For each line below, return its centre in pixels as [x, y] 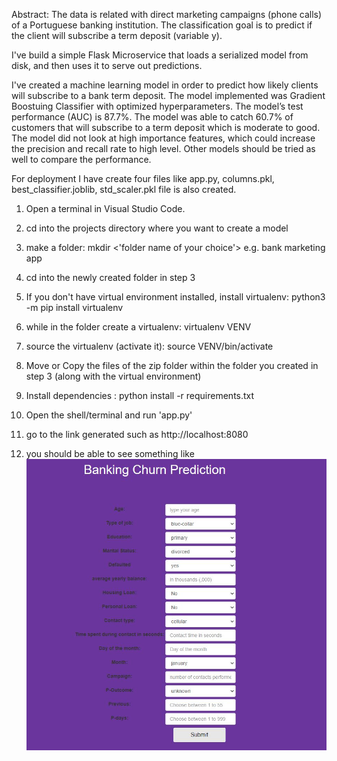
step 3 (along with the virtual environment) [113, 376]
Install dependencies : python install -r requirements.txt [140, 395]
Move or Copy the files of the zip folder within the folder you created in [172, 365]
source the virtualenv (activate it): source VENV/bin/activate [149, 346]
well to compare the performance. [81, 159]
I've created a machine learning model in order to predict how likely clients [165, 85]
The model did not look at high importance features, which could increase [163, 138]
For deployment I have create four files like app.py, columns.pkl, [143, 178]
